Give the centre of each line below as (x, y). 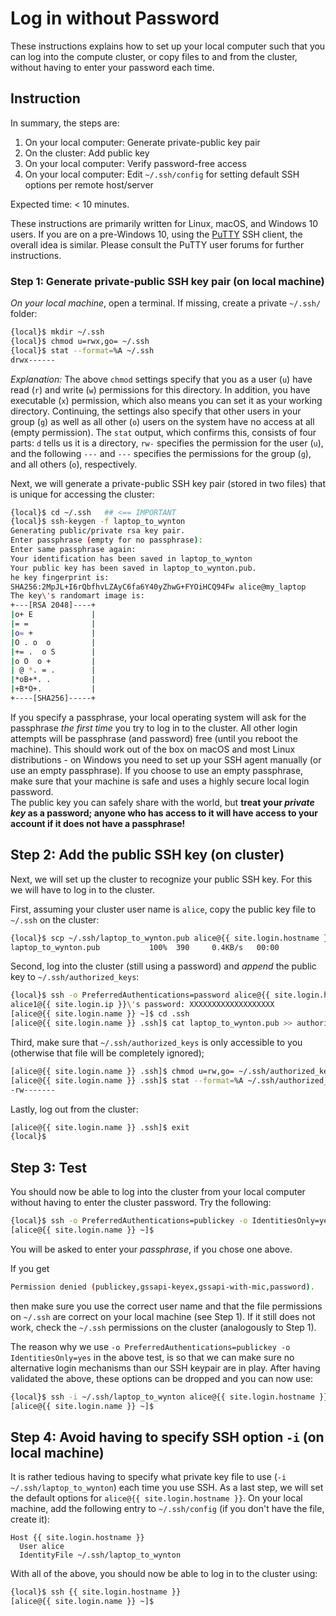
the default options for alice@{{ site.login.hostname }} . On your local (156, 1498)
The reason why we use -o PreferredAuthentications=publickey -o (150, 1346)
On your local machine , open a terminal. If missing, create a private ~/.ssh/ (166, 303)
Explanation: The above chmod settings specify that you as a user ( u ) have (161, 379)
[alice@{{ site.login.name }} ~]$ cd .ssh (100, 1014)
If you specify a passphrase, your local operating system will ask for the (158, 717)
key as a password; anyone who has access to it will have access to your (164, 813)
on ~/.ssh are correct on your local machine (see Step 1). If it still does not (163, 1316)
